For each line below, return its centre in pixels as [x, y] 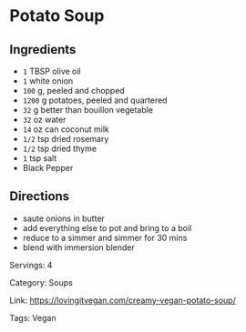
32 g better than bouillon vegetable [87, 110]
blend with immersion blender [78, 247]
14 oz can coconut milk [66, 129]
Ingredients [43, 50]
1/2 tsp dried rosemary [66, 139]
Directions [40, 196]
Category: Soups [41, 282]
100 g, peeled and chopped [73, 91]
